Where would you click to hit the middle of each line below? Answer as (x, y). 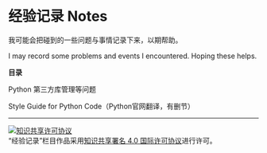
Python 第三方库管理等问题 (52, 89)
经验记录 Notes (58, 16)
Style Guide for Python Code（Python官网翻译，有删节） (101, 106)
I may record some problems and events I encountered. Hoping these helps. (133, 56)
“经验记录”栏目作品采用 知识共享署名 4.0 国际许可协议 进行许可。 (112, 140)
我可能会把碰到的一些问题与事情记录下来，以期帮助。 (95, 40)
